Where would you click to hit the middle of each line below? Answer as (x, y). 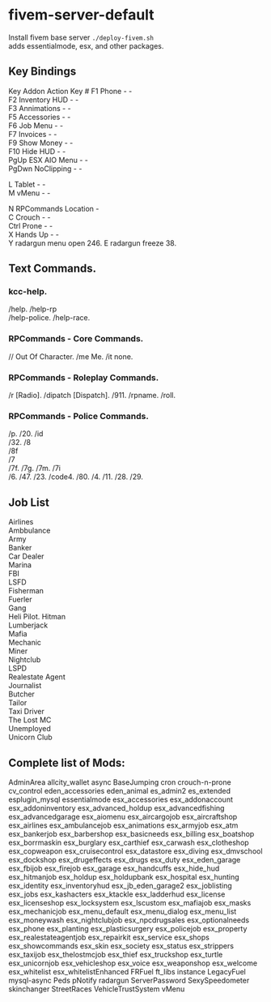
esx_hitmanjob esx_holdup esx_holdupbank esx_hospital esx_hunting (124, 876)
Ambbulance (30, 531)
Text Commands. (53, 269)
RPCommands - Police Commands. (79, 416)
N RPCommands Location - (54, 208)
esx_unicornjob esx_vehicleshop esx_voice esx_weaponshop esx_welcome (133, 963)
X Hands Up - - (34, 234)
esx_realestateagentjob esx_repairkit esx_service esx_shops (109, 937)
